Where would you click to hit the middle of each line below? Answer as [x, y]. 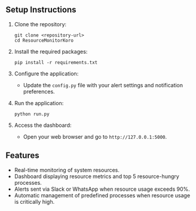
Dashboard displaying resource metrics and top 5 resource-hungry [97, 176]
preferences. [39, 91]
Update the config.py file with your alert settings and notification [103, 85]
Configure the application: [46, 74]
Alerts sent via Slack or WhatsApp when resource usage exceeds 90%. [102, 189]
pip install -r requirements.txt [56, 62]
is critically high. [34, 201]
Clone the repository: [40, 24]
